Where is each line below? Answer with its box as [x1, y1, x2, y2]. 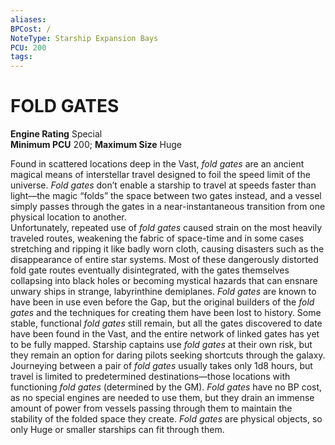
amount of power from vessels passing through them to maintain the [10, 402, 293, 415]
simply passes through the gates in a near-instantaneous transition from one [10, 201, 326, 213]
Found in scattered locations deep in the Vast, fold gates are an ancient [10, 158, 305, 170]
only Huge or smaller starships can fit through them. [10, 424, 225, 436]
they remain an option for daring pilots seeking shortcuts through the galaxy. [10, 349, 326, 361]
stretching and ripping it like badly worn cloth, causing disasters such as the [10, 243, 325, 255]
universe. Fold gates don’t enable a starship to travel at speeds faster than [10, 179, 317, 191]
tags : [10, 52, 33, 62]
